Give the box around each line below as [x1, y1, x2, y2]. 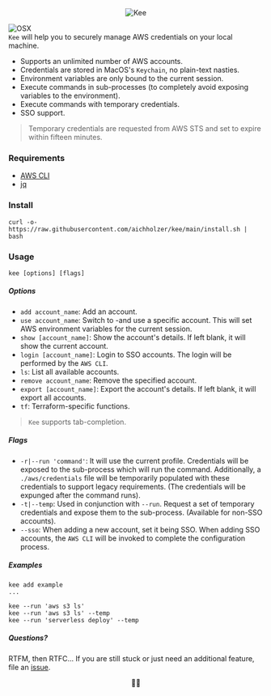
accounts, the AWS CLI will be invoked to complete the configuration [19, 533, 246, 543]
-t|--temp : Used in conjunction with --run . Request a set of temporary [19, 499, 255, 508]
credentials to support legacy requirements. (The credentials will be [19, 482, 246, 491]
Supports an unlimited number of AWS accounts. [19, 57, 184, 66]
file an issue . [8, 662, 51, 672]
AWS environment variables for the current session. [19, 324, 193, 333]
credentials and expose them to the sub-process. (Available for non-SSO [19, 507, 263, 517]
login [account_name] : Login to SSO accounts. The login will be [19, 350, 232, 359]
